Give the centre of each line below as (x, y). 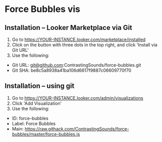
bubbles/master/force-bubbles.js (46, 134)
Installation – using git (39, 86)
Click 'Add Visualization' (37, 103)
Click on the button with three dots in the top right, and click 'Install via (85, 45)
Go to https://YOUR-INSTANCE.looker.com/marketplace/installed (79, 39)
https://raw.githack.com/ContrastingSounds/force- (77, 129)
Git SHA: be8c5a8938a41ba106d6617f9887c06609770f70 (71, 70)
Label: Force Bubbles (34, 124)
